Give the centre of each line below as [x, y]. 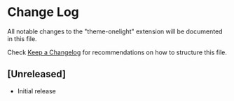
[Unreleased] [37, 74]
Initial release [36, 91]
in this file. [22, 38]
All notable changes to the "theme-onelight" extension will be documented [115, 31]
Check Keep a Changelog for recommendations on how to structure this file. [117, 52]
